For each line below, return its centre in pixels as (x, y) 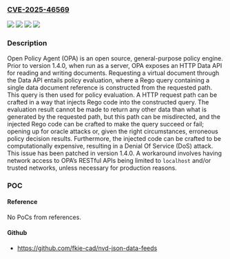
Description (27, 43)
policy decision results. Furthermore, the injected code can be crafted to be (114, 138)
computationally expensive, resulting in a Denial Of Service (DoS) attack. (110, 146)
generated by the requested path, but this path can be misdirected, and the (114, 116)
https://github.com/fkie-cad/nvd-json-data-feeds (87, 248)
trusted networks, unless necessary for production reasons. (92, 168)
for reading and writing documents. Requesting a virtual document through (113, 73)
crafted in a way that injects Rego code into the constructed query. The (108, 102)
